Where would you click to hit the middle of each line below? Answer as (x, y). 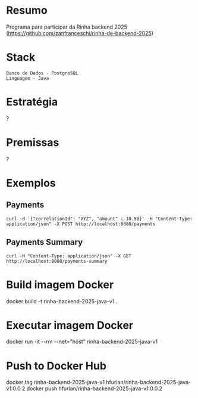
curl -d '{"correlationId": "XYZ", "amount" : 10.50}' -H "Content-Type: (100, 219)
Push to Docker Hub (56, 366)
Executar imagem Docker (70, 325)
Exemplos (31, 183)
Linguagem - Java (28, 78)
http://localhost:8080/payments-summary (57, 261)
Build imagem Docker (60, 284)
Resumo (27, 10)
